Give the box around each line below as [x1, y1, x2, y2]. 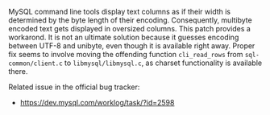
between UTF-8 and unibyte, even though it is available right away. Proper [8, 41, 255, 51]
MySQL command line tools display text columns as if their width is [8, 7, 231, 16]
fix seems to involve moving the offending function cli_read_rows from [8, 50, 243, 59]
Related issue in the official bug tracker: [8, 82, 140, 92]
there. [8, 67, 28, 76]
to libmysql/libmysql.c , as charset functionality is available [64, 58, 263, 68]
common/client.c [8, 60, 63, 68]
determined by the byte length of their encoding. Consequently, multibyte [8, 15, 252, 25]
